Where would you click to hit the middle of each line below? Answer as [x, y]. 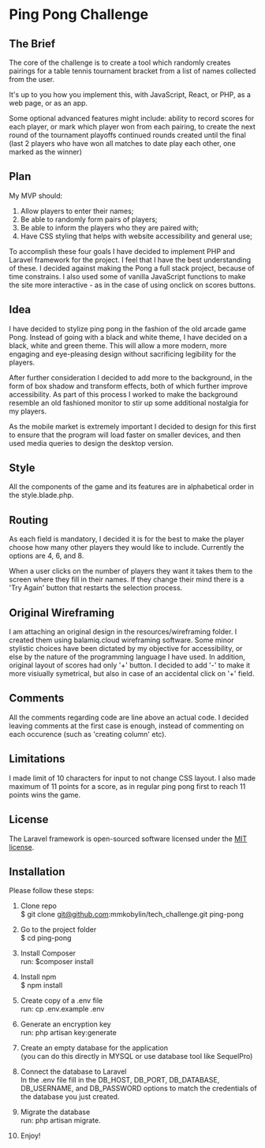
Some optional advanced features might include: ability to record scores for [132, 118]
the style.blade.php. [41, 495]
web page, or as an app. [49, 103]
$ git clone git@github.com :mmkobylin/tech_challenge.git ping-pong [132, 914]
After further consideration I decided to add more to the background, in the [131, 377]
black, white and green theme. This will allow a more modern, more [118, 346]
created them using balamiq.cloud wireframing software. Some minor [121, 640]
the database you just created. [70, 1097]
